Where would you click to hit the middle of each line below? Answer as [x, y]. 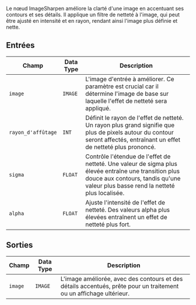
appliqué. [98, 108]
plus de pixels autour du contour [129, 132]
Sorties [20, 245]
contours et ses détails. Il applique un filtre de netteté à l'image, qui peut [93, 15]
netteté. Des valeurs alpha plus [128, 210]
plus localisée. [105, 193]
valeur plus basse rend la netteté [130, 185]
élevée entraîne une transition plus [132, 171]
